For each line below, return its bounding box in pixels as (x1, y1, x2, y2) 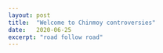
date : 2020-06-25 (8, 26, 72, 34)
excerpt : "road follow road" (8, 33, 103, 41)
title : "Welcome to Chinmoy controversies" (8, 19, 156, 26)
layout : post (8, 11, 51, 19)
